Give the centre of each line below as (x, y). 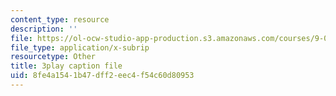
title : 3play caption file (66, 66)
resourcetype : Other (53, 57)
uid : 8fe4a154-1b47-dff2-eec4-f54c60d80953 (102, 76)
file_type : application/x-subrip (80, 47)
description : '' (44, 29)
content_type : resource (60, 19)
